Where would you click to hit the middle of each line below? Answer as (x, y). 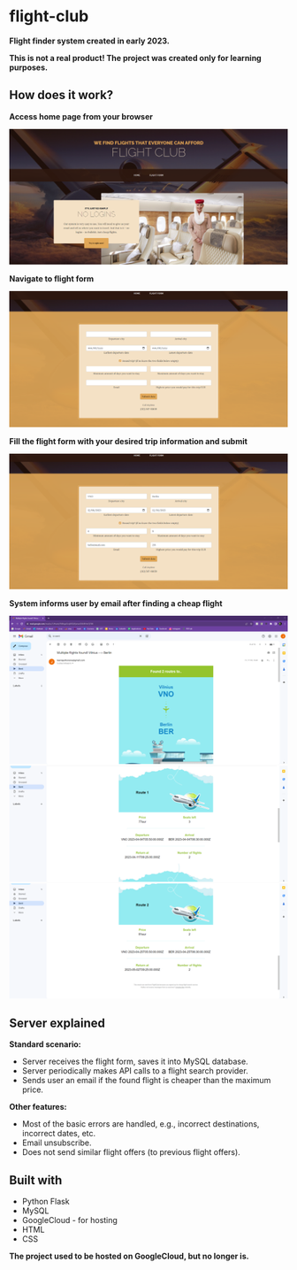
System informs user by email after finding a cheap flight (116, 604)
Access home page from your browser (81, 116)
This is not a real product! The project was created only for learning (136, 58)
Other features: (38, 1107)
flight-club (49, 16)
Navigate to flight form (52, 279)
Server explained (57, 1024)
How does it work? (61, 95)
